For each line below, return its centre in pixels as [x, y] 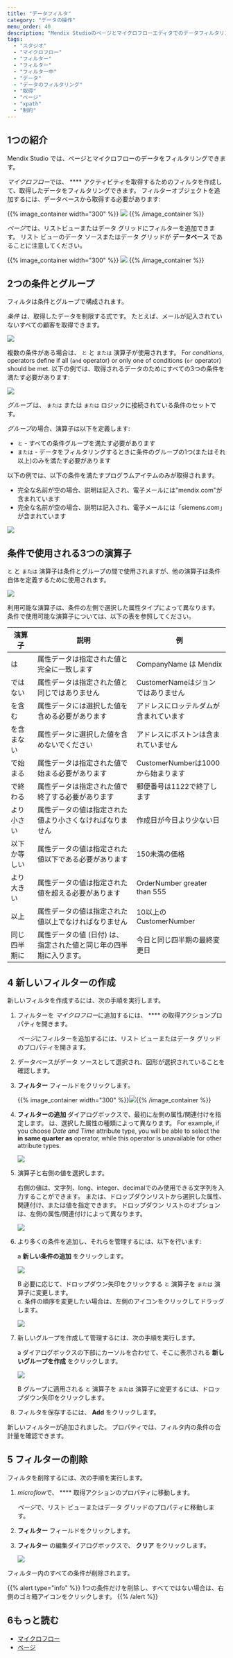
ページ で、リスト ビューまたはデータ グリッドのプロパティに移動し [113, 1507]
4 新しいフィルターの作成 [61, 982]
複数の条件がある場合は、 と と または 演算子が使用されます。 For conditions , [115, 353]
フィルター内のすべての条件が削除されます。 [70, 1573]
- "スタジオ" [30, 46]
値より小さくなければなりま [83, 821]
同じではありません [69, 693]
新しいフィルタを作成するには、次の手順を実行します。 [86, 1000]
